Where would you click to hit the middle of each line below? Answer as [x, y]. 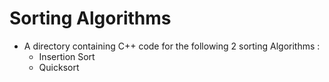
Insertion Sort [67, 56]
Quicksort [59, 67]
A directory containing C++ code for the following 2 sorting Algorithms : [172, 46]
